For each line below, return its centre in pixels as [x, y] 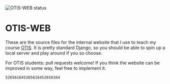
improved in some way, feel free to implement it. [56, 68]
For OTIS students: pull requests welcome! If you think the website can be [83, 63]
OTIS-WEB [28, 28]
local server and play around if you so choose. [54, 53]
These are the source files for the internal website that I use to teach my [81, 42]
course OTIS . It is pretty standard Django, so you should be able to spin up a [85, 48]
